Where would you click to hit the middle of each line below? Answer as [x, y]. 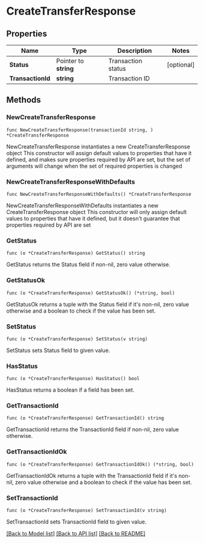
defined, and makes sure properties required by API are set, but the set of [99, 159]
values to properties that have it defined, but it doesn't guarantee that [93, 218]
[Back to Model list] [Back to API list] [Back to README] [76, 534]
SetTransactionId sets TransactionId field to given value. [76, 522]
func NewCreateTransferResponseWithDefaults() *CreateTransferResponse [99, 194]
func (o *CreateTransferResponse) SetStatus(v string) [77, 339]
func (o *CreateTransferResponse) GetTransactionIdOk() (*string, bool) [100, 464]
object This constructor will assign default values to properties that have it [99, 153]
